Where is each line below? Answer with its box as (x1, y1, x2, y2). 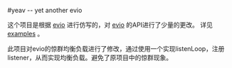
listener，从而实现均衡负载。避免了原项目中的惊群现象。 (7, 53, 173, 62)
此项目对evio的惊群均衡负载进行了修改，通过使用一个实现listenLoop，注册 (7, 45, 225, 52)
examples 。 (7, 30, 44, 38)
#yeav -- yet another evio (7, 6, 83, 14)
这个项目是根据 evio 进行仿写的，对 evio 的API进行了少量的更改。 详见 (7, 21, 213, 29)
